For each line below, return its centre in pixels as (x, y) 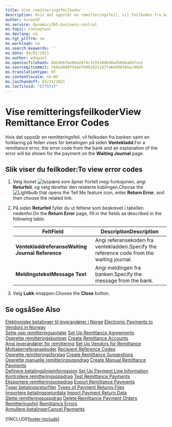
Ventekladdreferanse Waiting (51, 247)
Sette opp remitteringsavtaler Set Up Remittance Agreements (70, 333)
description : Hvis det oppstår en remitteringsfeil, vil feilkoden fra (83, 15)
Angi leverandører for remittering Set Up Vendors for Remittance (73, 344)
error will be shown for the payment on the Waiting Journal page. (75, 153)
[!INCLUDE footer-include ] (33, 419)
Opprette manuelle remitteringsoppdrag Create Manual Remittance (76, 360)
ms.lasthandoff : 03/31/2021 (35, 82)
